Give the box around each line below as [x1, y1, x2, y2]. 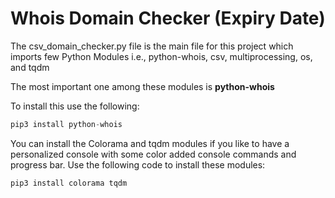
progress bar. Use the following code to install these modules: [10, 158, 266, 171]
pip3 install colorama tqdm [10, 178, 128, 188]
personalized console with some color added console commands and [10, 148, 297, 160]
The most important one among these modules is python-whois [10, 80, 275, 92]
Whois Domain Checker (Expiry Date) [10, 7, 326, 30]
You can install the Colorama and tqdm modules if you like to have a [10, 137, 290, 149]
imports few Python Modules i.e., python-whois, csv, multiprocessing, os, [10, 50, 313, 62]
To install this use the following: [10, 100, 140, 112]
